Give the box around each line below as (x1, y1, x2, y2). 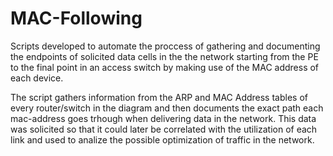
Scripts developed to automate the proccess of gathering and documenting (10, 40, 321, 52)
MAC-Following (10, 7, 143, 30)
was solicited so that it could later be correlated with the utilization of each (10, 123, 318, 135)
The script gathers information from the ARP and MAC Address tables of (10, 91, 308, 103)
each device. (10, 72, 64, 84)
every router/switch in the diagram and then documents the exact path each (10, 102, 324, 114)
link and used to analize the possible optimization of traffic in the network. (10, 133, 315, 146)
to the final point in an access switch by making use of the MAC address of (10, 61, 320, 73)
